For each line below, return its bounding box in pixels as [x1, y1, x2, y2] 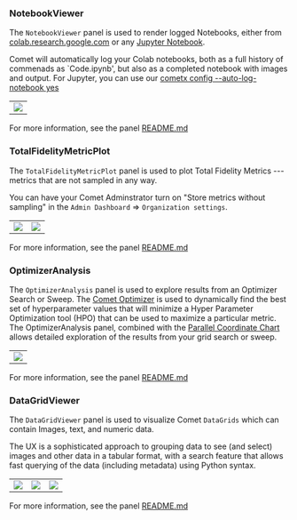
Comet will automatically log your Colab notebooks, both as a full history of [9, 54, 284, 65]
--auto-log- [215, 73, 257, 84]
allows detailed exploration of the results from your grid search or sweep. [9, 332, 277, 342]
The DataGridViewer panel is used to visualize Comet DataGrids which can [9, 414, 279, 425]
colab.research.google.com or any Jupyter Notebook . [9, 36, 206, 47]
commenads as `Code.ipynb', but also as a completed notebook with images [9, 63, 288, 74]
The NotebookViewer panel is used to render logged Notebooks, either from [9, 28, 282, 38]
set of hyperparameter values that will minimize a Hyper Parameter [9, 303, 254, 314]
